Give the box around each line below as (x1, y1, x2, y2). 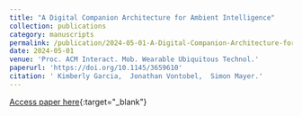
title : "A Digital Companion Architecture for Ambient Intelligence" (9, 13, 276, 22)
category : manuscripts (9, 30, 94, 39)
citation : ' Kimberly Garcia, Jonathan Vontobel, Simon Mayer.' (9, 72, 263, 81)
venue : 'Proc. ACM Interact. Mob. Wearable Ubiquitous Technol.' (9, 55, 259, 64)
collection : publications (9, 22, 106, 31)
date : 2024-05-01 (9, 47, 75, 56)
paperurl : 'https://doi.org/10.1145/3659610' (9, 64, 182, 73)
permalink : (9, 38, 50, 48)
